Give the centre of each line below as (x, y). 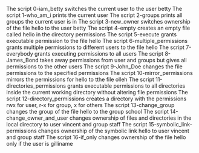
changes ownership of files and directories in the (130, 118)
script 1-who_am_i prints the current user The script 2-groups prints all (94, 15)
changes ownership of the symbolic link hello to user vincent (114, 131)
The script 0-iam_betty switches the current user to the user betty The (94, 9)
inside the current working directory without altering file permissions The (97, 92)
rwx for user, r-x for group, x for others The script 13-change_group (90, 105)
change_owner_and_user (37, 118)
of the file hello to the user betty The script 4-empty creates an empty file (98, 28)
